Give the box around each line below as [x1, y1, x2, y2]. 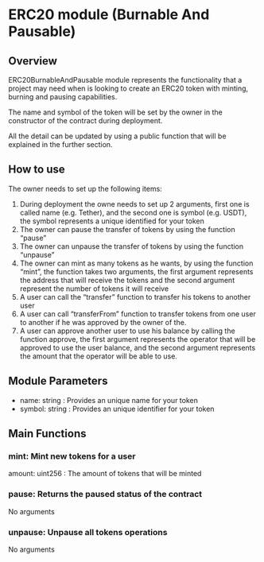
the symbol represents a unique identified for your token [19, 216, 204, 226]
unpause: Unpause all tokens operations [8, 526, 168, 537]
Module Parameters [8, 374, 108, 388]
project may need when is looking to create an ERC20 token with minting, [8, 83, 249, 93]
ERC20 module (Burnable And [8, 6, 210, 24]
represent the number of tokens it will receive [19, 284, 169, 293]
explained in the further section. [8, 140, 113, 149]
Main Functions [8, 427, 87, 440]
